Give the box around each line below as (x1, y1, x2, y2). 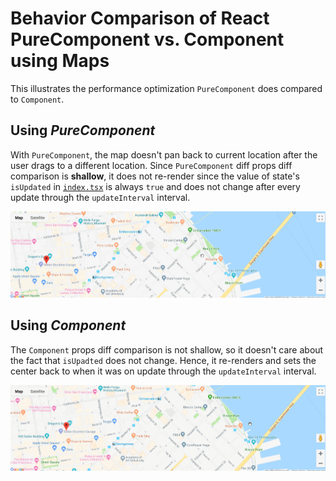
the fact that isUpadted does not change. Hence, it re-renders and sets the (10, 354, 317, 366)
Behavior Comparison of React (10, 7, 270, 30)
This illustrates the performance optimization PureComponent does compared (10, 82, 323, 94)
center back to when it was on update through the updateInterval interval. (10, 365, 317, 377)
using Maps (10, 50, 110, 72)
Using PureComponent (10, 122, 156, 139)
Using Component (10, 317, 127, 334)
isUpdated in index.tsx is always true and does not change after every (10, 180, 301, 192)
